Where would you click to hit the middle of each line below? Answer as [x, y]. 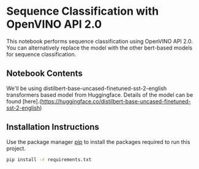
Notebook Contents [44, 74]
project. [16, 148]
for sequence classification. [41, 54]
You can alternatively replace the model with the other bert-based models [99, 48]
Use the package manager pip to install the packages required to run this [98, 141]
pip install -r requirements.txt [49, 160]
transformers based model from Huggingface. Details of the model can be [100, 95]
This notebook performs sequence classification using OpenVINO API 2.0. [99, 41]
